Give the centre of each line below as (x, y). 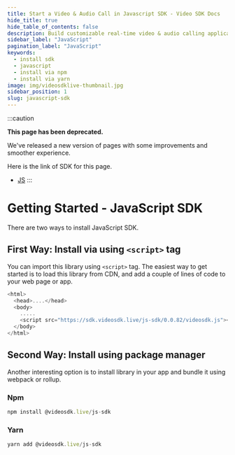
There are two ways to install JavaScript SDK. (73, 227)
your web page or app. (40, 281)
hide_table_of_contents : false (53, 27)
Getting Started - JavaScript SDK (105, 208)
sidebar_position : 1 (37, 92)
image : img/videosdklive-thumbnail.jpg (65, 85)
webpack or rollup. (34, 379)
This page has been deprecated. (55, 132)
